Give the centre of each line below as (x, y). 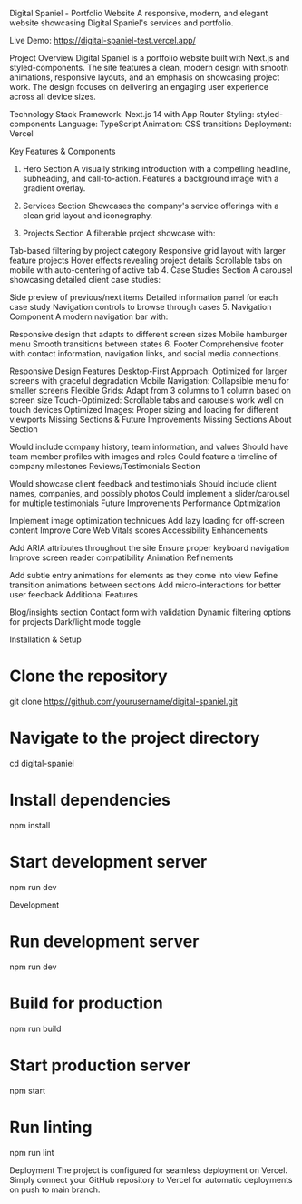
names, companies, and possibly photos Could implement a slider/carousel (150, 493)
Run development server (104, 941)
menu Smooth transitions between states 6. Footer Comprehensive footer (146, 344)
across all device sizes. (53, 96)
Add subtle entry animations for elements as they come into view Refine (144, 575)
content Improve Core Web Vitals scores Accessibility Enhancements (138, 530)
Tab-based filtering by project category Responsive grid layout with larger (147, 251)
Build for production (86, 1003)
